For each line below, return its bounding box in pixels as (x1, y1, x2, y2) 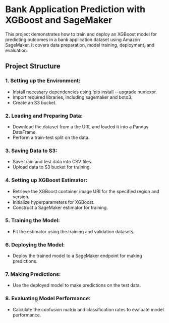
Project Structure (5, 62, 61, 70)
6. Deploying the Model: (5, 241, 65, 248)
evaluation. (5, 47, 28, 53)
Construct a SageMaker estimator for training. (12, 204, 108, 210)
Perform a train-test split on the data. (12, 134, 90, 140)
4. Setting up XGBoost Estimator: (5, 176, 88, 184)
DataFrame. (12, 129, 37, 135)
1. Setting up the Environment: (5, 77, 81, 84)
